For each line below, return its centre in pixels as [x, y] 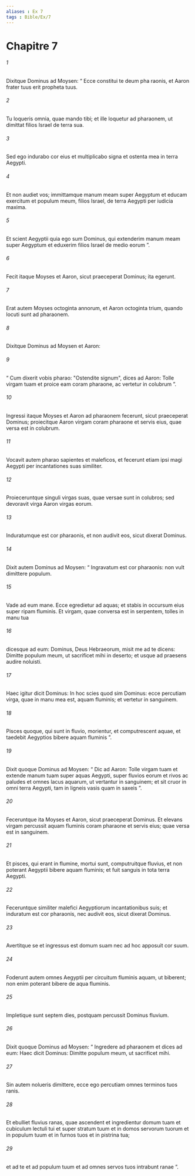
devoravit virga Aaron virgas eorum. [49, 504]
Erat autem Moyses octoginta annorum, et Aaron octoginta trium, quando [95, 308]
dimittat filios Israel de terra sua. [45, 125]
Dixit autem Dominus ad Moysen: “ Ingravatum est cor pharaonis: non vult [95, 567]
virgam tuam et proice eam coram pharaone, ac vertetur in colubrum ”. [91, 384]
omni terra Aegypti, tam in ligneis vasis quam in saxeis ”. [74, 788]
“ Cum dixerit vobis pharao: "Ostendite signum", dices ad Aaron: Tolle [90, 378]
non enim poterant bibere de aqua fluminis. [58, 983]
